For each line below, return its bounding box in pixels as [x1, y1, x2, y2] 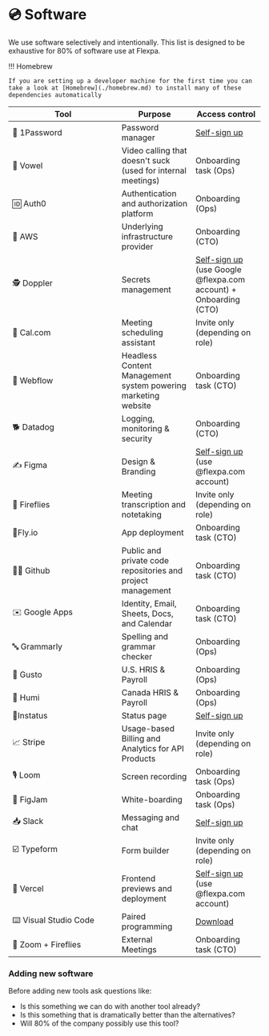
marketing [121, 390, 160, 401]
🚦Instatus [12, 710, 48, 721]
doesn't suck [121, 154, 171, 166]
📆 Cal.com [12, 326, 51, 338]
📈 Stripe [12, 737, 46, 748]
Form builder [121, 845, 170, 856]
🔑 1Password [12, 126, 62, 138]
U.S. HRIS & [121, 664, 166, 675]
